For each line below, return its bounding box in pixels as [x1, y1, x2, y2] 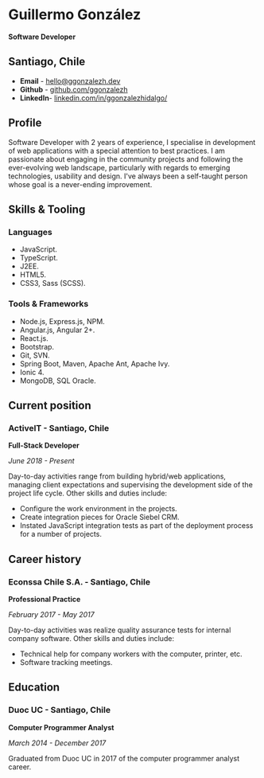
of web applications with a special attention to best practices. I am [8, 146, 225, 155]
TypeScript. [19, 253, 58, 263]
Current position [8, 398, 91, 412]
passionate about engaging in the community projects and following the [8, 154, 243, 164]
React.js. [19, 333, 49, 343]
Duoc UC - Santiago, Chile [8, 705, 111, 716]
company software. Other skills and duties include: [8, 633, 175, 643]
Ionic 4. [19, 367, 45, 377]
